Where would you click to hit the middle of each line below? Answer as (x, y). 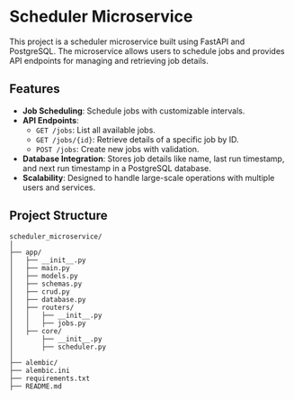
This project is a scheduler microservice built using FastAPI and (127, 41)
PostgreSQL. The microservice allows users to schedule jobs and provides (147, 50)
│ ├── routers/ (42, 307)
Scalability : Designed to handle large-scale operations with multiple (148, 177)
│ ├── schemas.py (46, 284)
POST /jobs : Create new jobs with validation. (117, 149)
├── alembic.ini (40, 370)
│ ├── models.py (44, 276)
